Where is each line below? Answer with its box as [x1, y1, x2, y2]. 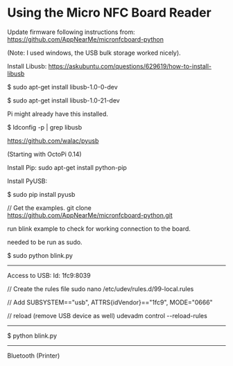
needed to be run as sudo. [7, 238, 83, 246]
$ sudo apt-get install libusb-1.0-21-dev [7, 96, 120, 105]
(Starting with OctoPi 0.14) [7, 150, 82, 158]
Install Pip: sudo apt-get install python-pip [7, 163, 127, 171]
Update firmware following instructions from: [7, 28, 135, 36]
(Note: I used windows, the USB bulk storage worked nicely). [7, 49, 182, 57]
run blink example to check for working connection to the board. [7, 224, 191, 233]
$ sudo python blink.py [7, 251, 73, 259]
